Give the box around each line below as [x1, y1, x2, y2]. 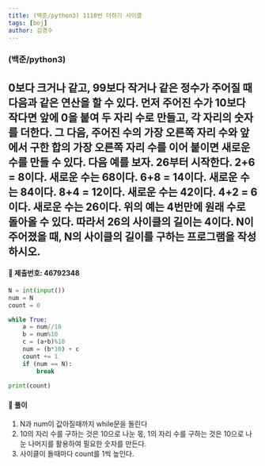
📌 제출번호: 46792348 [8, 268, 81, 278]
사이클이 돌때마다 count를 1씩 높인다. [19, 449, 134, 459]
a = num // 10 [22, 323, 62, 331]
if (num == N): [22, 360, 73, 368]
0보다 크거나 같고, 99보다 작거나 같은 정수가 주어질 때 [8, 81, 253, 94]
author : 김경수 [8, 26, 54, 34]
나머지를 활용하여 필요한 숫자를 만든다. [28, 439, 147, 449]
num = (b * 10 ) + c [22, 345, 80, 353]
